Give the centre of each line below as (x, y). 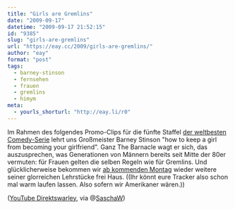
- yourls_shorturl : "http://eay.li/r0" (72, 112)
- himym (25, 99)
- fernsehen (31, 79)
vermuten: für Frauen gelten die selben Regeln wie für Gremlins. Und (107, 162)
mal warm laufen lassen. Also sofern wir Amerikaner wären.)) (96, 184)
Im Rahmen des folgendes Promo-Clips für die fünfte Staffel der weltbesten (117, 132)
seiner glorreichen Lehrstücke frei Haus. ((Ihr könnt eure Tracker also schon (117, 177)
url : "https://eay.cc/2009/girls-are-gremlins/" (80, 46)
